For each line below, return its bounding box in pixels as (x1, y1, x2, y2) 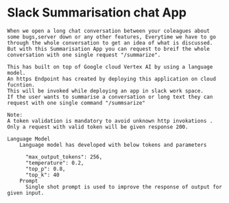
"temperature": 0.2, (25, 159, 84, 166)
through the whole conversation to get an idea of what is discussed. (7, 39, 213, 46)
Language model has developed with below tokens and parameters (19, 141, 207, 148)
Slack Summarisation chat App (7, 5, 187, 21)
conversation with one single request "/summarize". (7, 51, 161, 58)
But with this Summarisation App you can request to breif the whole (7, 45, 210, 52)
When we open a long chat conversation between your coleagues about (7, 27, 210, 34)
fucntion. (7, 81, 36, 88)
